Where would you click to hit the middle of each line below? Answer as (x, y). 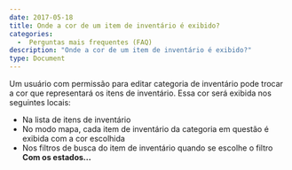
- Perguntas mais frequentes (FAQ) (85, 42)
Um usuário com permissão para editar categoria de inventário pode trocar (146, 84)
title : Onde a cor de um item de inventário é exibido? (114, 26)
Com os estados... (56, 157)
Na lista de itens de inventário (76, 120)
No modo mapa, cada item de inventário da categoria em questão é (145, 129)
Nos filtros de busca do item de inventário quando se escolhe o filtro (147, 148)
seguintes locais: (40, 102)
